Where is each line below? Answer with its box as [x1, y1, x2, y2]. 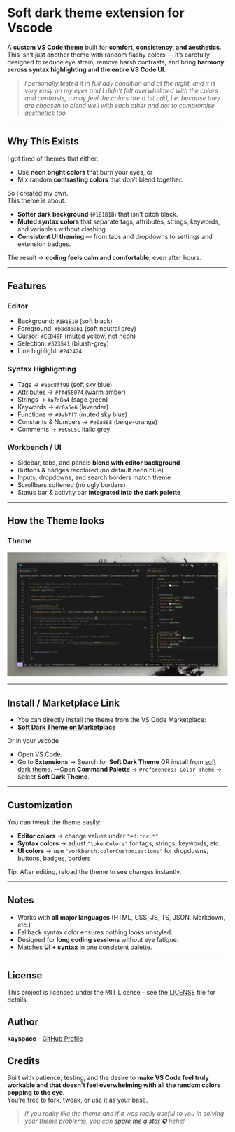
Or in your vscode [7, 737, 59, 745]
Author [7, 1016, 38, 1028]
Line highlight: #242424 [17, 347, 83, 355]
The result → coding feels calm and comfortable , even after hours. [7, 253, 201, 261]
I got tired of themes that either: [7, 154, 99, 163]
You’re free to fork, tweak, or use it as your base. [7, 1096, 148, 1105]
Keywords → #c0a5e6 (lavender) [17, 402, 109, 411]
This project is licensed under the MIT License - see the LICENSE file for [7, 988, 215, 997]
